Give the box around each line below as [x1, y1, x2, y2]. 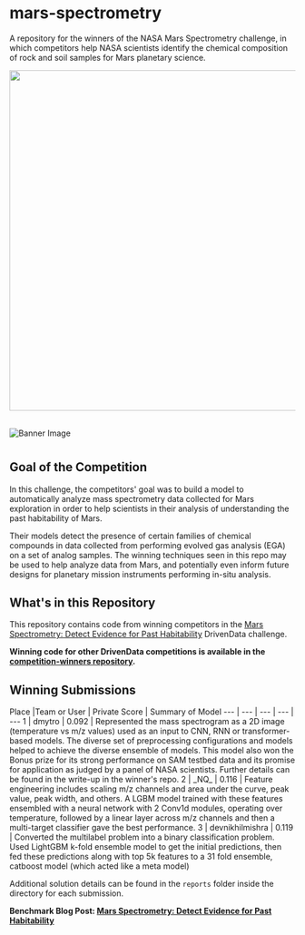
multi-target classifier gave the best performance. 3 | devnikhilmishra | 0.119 [9, 822, 293, 833]
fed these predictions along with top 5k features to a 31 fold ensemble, [9, 851, 273, 862]
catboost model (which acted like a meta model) [9, 861, 190, 871]
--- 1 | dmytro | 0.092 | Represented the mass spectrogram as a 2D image [9, 716, 285, 727]
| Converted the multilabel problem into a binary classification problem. [9, 832, 275, 842]
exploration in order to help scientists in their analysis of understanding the [9, 503, 290, 514]
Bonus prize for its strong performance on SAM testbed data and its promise [9, 754, 296, 765]
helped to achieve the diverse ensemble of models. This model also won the [9, 745, 294, 756]
